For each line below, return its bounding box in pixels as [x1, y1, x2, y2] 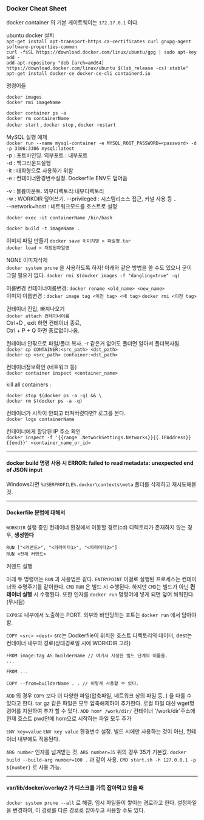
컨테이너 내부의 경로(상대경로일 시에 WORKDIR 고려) [6, 639, 131, 646]
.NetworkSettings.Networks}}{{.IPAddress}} [80, 434, 191, 441]
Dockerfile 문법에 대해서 [6, 509, 66, 516]
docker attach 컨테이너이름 [6, 313, 70, 319]
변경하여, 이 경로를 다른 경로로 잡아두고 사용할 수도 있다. [12, 806, 146, 814]
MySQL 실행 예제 [6, 133, 47, 141]
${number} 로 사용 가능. [6, 763, 62, 771]
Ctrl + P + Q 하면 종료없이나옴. [6, 327, 80, 334]
